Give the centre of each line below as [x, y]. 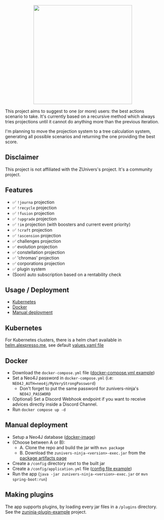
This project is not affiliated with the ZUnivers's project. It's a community [79, 169]
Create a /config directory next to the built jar [59, 463]
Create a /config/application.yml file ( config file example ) [72, 468]
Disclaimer [22, 157]
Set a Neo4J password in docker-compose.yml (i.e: [63, 378]
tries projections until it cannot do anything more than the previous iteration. [82, 122]
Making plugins [29, 495]
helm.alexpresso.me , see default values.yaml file [55, 345]
